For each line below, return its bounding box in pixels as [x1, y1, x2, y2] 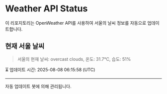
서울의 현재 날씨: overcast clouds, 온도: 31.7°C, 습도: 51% [17, 56, 131, 62]
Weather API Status [5, 3, 88, 14]
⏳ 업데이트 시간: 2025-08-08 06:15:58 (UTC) [5, 66, 95, 72]
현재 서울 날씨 [5, 42, 45, 50]
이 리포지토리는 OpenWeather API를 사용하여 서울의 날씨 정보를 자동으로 [5, 20, 147, 26]
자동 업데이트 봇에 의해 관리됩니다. [5, 83, 72, 89]
